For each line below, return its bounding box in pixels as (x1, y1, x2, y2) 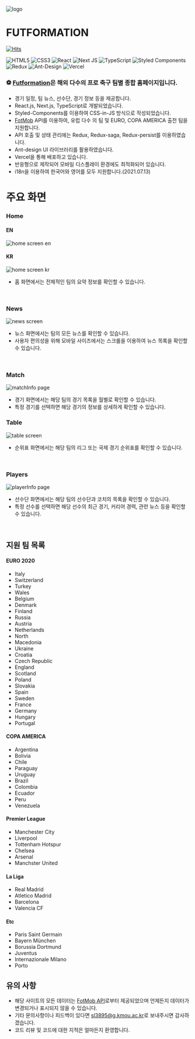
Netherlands (14, 626, 45, 633)
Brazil (14, 777, 29, 784)
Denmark (14, 601, 37, 609)
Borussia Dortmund (14, 944, 61, 951)
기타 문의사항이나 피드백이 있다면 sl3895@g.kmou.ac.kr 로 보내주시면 (14, 1012, 174, 1019)
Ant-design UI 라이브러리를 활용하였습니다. (14, 146, 114, 153)
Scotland (14, 669, 36, 676)
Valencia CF (14, 905, 44, 912)
